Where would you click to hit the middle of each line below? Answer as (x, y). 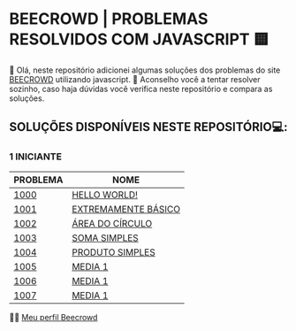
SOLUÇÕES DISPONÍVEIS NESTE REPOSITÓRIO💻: (148, 127)
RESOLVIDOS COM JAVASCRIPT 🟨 (139, 39)
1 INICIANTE (35, 157)
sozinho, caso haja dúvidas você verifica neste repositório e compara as (141, 89)
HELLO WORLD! (105, 195)
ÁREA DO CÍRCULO (112, 223)
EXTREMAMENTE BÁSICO (126, 209)
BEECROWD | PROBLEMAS (109, 19)
